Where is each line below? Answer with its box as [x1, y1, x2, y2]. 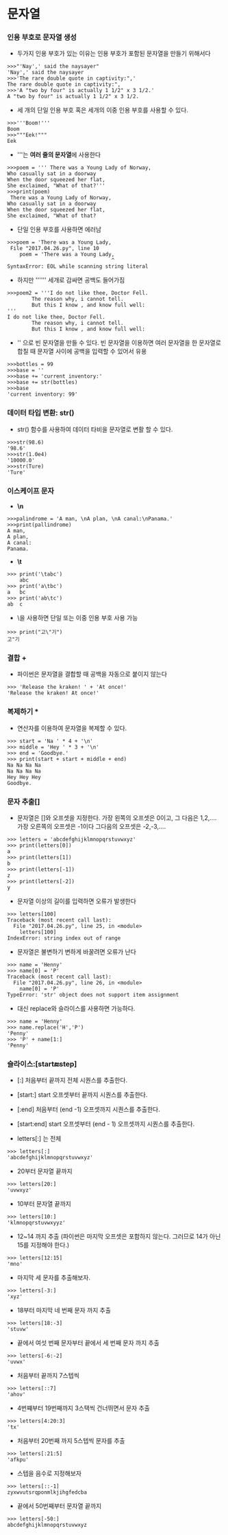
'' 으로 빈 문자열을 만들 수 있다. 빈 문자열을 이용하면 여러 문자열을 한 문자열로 [16, 339, 221, 347]
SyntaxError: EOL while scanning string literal [7, 263, 149, 270]
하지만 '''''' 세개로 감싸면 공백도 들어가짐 [16, 276, 125, 284]
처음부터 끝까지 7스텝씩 [16, 1372, 80, 1380]
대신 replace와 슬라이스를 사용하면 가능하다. [16, 1004, 136, 1012]
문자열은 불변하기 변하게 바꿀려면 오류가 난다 [16, 947, 137, 955]
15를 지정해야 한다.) [16, 1241, 70, 1249]
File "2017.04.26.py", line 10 [10, 245, 99, 252]
